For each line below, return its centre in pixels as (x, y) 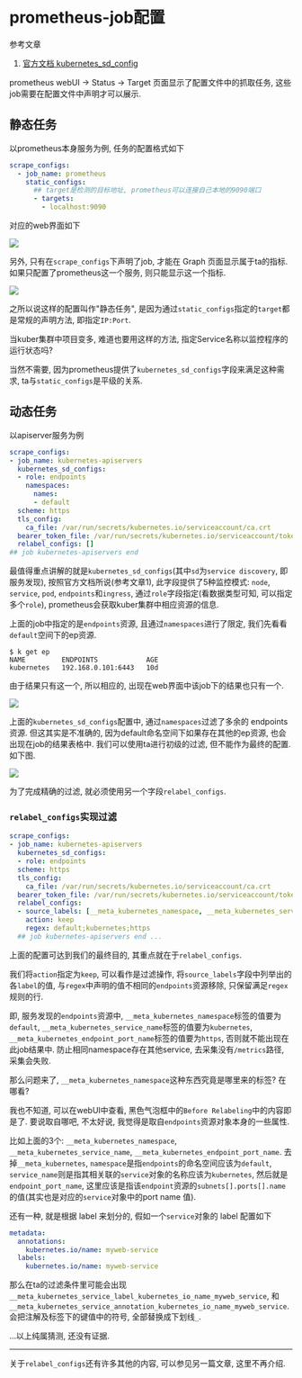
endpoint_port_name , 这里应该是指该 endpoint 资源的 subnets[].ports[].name (147, 1185)
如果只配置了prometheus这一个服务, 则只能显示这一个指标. (118, 273)
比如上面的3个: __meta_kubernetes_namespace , (93, 1140)
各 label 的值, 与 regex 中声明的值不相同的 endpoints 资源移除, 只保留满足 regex (149, 985)
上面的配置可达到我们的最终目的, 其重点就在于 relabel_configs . (126, 955)
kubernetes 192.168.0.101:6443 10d (84, 668)
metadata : (28, 1233)
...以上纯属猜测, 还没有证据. (60, 1336)
